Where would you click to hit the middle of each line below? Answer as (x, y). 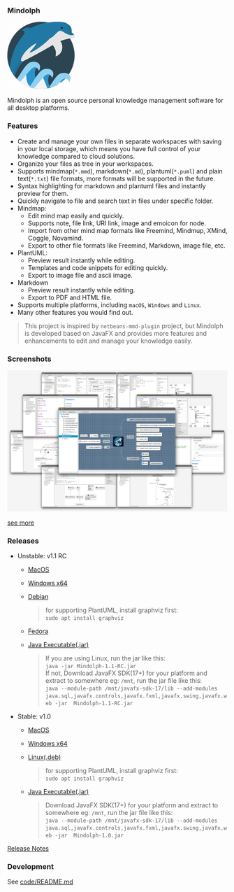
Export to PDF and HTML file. (70, 297)
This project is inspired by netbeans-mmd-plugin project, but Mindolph (124, 326)
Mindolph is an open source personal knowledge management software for (115, 101)
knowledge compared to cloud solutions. (76, 156)
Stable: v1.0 (34, 716)
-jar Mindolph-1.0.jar (89, 835)
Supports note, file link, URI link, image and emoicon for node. (117, 223)
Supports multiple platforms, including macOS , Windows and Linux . (109, 305)
